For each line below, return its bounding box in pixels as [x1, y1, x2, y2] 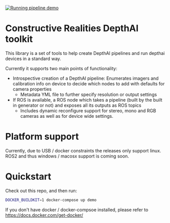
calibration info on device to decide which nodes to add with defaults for [12, 80, 165, 86]
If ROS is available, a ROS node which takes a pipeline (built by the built [12, 97, 163, 103]
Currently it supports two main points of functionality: [5, 65, 118, 71]
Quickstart [5, 171, 52, 182]
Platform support [5, 131, 79, 142]
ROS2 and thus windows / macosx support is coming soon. [5, 153, 129, 159]
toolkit [5, 34, 33, 45]
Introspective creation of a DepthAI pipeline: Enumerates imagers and [12, 75, 159, 81]
